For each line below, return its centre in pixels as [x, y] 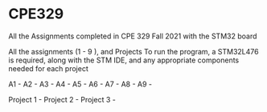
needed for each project [48, 68]
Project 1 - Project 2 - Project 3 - [62, 99]
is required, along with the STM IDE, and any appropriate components [124, 60]
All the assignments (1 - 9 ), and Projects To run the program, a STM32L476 [133, 51]
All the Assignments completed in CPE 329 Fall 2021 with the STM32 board [133, 36]
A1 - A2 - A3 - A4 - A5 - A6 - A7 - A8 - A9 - [80, 84]
